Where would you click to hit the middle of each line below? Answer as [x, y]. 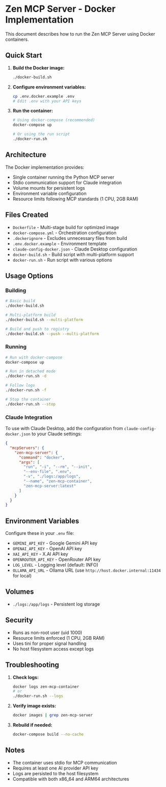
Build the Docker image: [38, 68]
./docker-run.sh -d [26, 376]
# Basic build [20, 301]
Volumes [20, 592]
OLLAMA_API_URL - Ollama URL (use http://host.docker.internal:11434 [87, 570]
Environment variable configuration [49, 193]
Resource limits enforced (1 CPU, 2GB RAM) [59, 638]
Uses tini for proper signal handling [49, 643]
